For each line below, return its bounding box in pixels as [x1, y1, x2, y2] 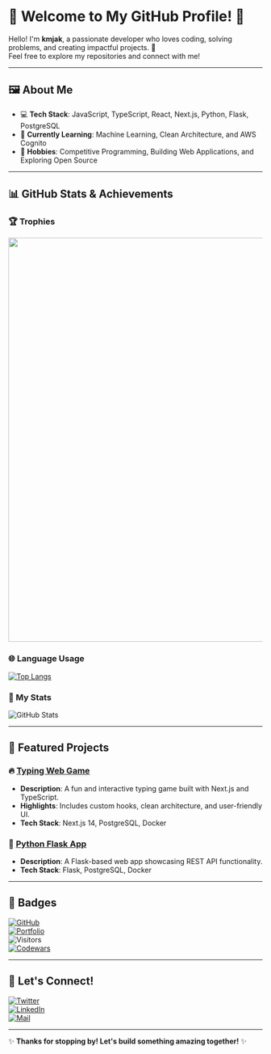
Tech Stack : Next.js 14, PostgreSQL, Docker [19, 818, 167, 828]
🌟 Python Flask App [8, 838, 87, 850]
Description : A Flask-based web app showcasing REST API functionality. [19, 857, 263, 866]
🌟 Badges [8, 896, 57, 910]
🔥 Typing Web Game [8, 765, 90, 777]
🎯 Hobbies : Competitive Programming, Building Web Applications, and [19, 146, 254, 156]
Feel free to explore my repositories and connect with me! [8, 51, 200, 61]
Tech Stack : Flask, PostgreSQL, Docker [19, 865, 152, 875]
